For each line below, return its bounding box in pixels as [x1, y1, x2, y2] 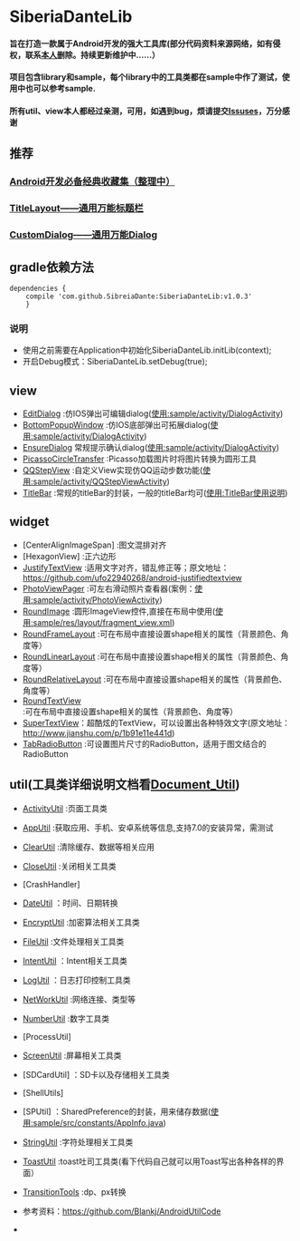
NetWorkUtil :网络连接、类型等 [22, 994, 136, 1004]
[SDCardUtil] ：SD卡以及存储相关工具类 [22, 1069, 170, 1080]
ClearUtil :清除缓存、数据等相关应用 [22, 841, 155, 852]
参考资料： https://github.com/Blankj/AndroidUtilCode [22, 1206, 221, 1217]
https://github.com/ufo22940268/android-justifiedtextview [22, 572, 242, 583]
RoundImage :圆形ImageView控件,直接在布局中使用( [22, 606, 216, 616]
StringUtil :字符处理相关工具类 [22, 1136, 134, 1148]
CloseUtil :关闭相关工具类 [22, 860, 117, 871]
